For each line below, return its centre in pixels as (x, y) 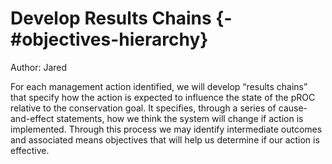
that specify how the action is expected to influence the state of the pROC (163, 97)
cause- (293, 108)
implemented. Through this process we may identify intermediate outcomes (166, 129)
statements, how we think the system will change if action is (180, 118)
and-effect (32, 118)
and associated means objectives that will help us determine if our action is (165, 139)
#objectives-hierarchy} (109, 39)
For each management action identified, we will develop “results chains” (159, 86)
